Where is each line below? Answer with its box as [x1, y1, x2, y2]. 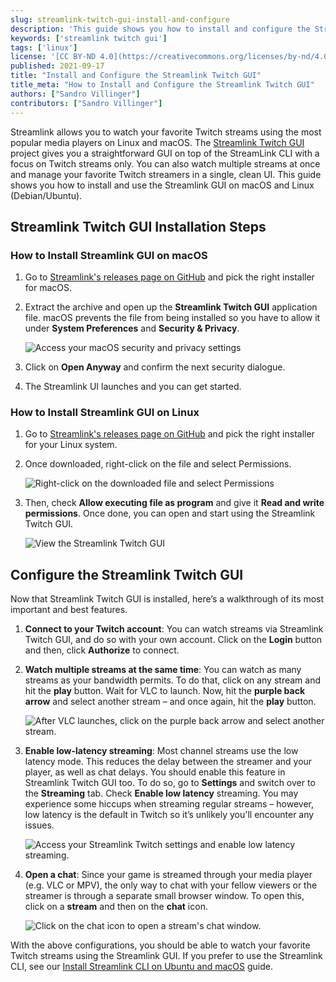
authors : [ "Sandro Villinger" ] [10, 89, 141, 99]
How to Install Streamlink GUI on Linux [10, 406, 200, 420]
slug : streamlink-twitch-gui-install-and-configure [10, 14, 230, 25]
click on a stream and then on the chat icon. [24, 901, 208, 913]
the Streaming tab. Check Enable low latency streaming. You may [24, 787, 299, 800]
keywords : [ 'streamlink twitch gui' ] [10, 33, 168, 43]
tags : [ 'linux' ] [10, 42, 78, 53]
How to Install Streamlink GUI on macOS [10, 248, 208, 262]
